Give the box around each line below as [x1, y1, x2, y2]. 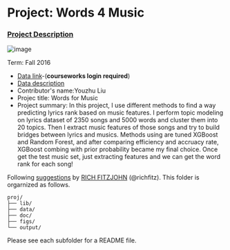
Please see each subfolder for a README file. [7, 236, 137, 244]
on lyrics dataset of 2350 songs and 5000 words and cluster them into [17, 116, 218, 124]
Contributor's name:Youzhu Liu [17, 86, 106, 95]
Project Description [7, 30, 74, 39]
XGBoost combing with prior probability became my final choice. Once [17, 145, 218, 153]
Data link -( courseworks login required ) [17, 72, 131, 80]
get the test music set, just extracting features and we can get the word [17, 153, 221, 161]
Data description [17, 79, 65, 88]
